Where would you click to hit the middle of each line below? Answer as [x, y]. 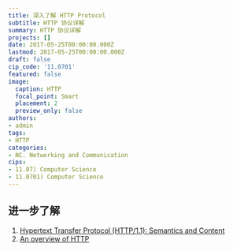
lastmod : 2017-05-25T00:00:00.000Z [67, 52]
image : [19, 81]
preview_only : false [49, 111]
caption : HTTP [38, 89]
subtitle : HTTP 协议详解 [46, 23]
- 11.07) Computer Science [52, 170]
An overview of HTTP [54, 238]
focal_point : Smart [47, 96]
